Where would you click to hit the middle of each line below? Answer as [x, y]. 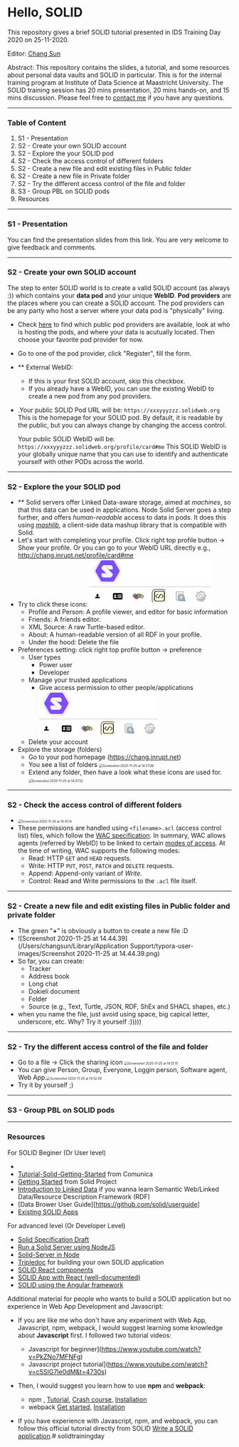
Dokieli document [54, 991]
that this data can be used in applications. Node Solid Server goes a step [124, 510]
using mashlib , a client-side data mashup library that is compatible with [122, 525]
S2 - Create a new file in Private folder [74, 176]
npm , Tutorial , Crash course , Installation [87, 1399]
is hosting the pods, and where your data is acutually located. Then [116, 331]
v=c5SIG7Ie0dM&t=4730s [67, 1371]
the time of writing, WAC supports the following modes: [99, 851]
